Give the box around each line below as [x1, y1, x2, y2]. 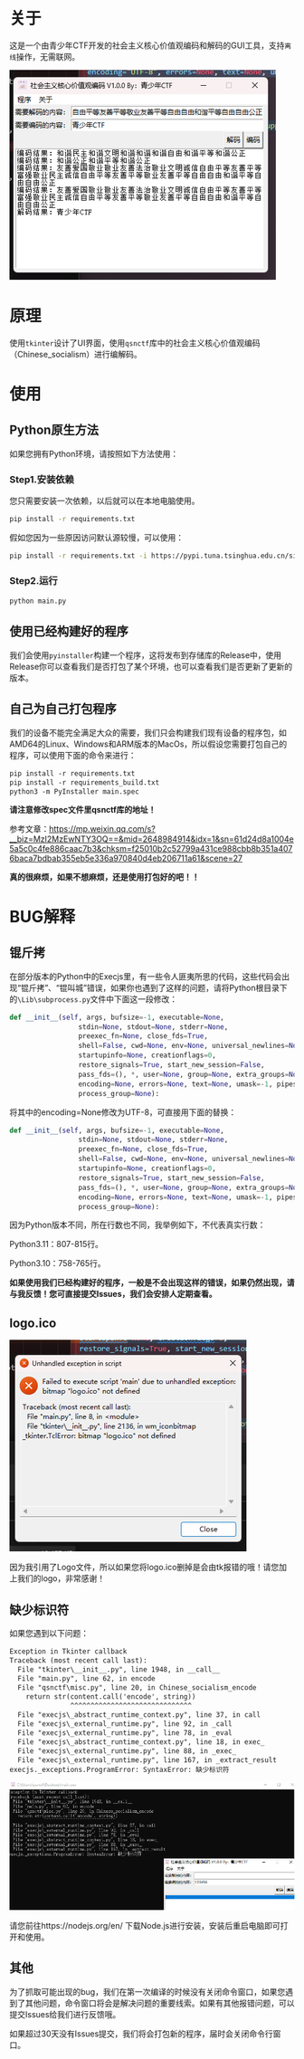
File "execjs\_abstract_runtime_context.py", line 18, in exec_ [17, 1738, 265, 1747]
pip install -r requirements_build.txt [9, 777, 160, 787]
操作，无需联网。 [15, 51, 80, 62]
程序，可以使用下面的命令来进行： [9, 749, 137, 760]
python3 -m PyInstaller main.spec [9, 786, 140, 796]
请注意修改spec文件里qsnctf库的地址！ [9, 804, 157, 815]
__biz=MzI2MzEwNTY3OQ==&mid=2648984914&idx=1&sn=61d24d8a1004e [9, 834, 294, 844]
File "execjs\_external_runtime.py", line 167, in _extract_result [17, 1756, 278, 1765]
